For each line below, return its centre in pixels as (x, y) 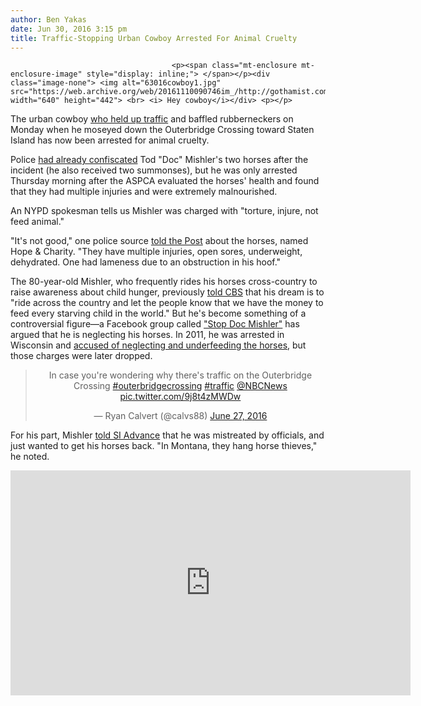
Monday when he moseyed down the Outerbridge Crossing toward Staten (162, 130)
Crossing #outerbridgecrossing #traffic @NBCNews (180, 386)
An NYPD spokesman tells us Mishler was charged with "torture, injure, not (164, 211)
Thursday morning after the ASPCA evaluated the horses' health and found (165, 181)
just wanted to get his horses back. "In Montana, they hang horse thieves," (164, 446)
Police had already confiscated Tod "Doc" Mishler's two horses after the (159, 160)
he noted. (30, 457)
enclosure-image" (46, 74)
